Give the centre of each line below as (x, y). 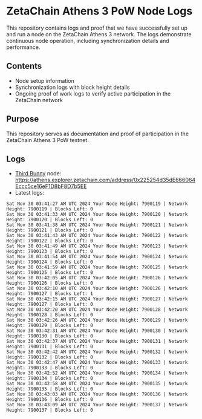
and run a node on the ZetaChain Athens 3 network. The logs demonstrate (99, 34)
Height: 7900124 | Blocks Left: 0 (50, 262)
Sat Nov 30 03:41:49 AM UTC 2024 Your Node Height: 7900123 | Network (97, 246)
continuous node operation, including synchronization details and (88, 41)
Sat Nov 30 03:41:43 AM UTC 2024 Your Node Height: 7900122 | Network (97, 236)
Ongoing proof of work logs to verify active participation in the (93, 93)
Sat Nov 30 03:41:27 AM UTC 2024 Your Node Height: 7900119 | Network (97, 204)
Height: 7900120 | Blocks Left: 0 (50, 220)
